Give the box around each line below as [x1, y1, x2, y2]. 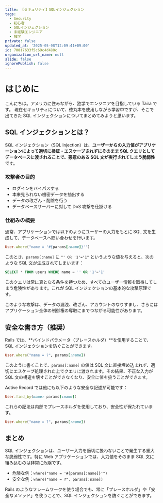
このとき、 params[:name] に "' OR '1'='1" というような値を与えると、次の [5, 254, 154, 260]
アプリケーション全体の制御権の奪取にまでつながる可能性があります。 [5, 308, 145, 313]
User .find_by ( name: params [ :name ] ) [5, 394, 77, 399]
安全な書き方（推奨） [5, 323, 69, 331]
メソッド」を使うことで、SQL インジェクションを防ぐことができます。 [13, 493, 154, 499]
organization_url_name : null [5, 52, 64, 57]
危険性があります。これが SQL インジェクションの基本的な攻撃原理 [13, 285, 147, 291]
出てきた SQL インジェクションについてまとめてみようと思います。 [5, 113, 138, 119]
